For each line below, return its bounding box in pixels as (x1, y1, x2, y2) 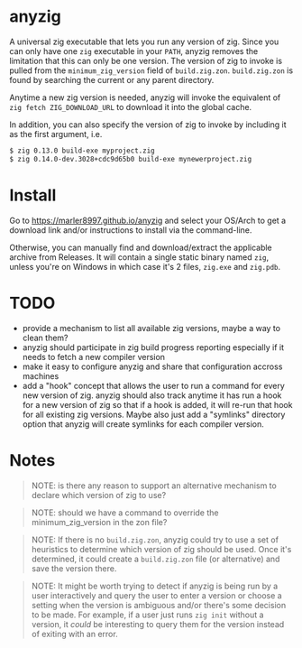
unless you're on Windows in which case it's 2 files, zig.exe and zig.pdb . (9, 261, 281, 272)
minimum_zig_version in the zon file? (31, 516, 168, 527)
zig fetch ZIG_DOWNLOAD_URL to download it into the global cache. (9, 101, 252, 112)
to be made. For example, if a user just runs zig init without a (31, 609, 264, 620)
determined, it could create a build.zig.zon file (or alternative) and (31, 553, 280, 564)
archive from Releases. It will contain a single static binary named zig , (9, 251, 270, 263)
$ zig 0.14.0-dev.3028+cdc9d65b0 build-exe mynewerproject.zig (9, 154, 252, 163)
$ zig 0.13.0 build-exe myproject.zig (9, 146, 155, 155)
